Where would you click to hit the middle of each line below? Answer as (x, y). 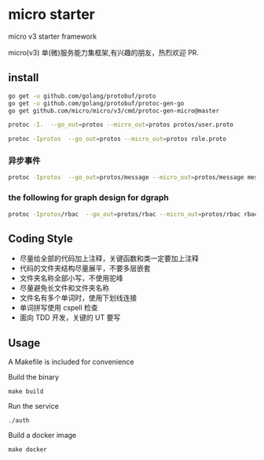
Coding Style (40, 238)
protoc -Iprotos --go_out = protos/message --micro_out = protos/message (126, 178)
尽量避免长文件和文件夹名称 (64, 288)
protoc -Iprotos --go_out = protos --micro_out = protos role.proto (117, 139)
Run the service (33, 406)
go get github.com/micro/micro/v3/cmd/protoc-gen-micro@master (114, 111)
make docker (27, 450)
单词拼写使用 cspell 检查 (59, 308)
